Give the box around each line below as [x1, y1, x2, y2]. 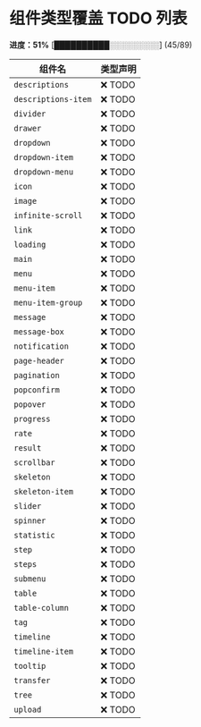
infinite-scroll [13, 210, 83, 220]
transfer [13, 675, 51, 685]
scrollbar [13, 457, 55, 468]
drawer [13, 123, 42, 133]
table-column [13, 603, 70, 613]
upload [13, 704, 42, 714]
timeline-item [13, 646, 74, 656]
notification [13, 341, 70, 351]
